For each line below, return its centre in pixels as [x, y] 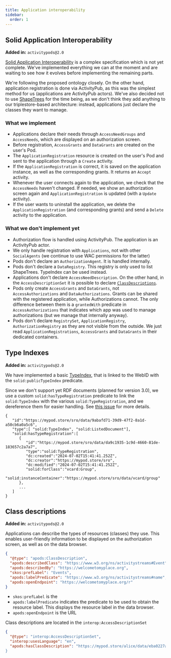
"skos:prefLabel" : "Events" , [41, 573]
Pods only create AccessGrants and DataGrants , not [66, 288]
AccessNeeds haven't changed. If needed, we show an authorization [83, 188]
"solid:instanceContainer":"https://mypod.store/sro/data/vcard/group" [83, 478]
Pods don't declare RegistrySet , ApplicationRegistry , [69, 321]
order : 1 [19, 19]
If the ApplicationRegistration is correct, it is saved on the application [87, 166]
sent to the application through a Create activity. [63, 161]
